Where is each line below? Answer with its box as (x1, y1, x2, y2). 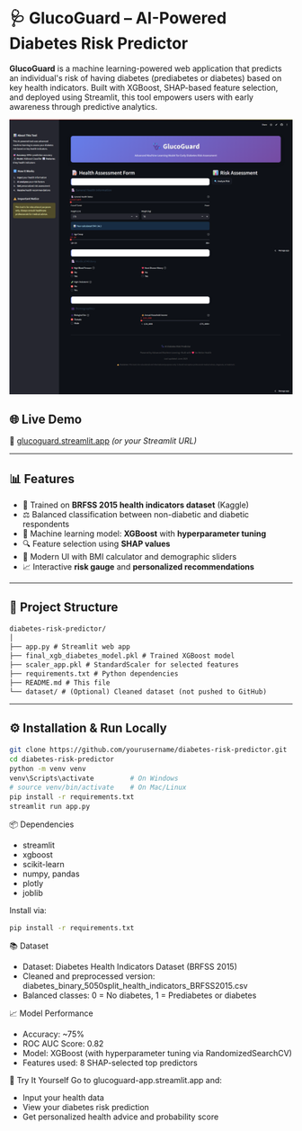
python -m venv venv (9, 764, 87, 773)
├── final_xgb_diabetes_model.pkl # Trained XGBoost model (9, 651, 235, 660)
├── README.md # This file (9, 678, 111, 687)
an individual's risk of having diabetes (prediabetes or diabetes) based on (9, 72, 282, 83)
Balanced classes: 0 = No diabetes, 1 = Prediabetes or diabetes (22, 990, 257, 1001)
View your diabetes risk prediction (22, 1101, 150, 1112)
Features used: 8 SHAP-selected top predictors (22, 1057, 198, 1068)
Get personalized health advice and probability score (22, 1111, 219, 1122)
